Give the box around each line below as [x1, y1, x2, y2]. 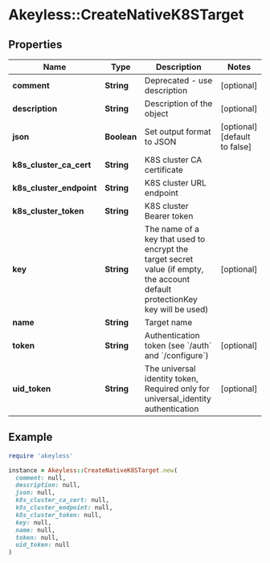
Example [8, 430, 53, 444]
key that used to [144, 234, 206, 244]
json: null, [15, 488, 56, 497]
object [144, 108, 169, 119]
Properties [8, 38, 63, 51]
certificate [144, 165, 183, 175]
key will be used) [144, 304, 209, 315]
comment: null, [15, 474, 67, 482]
